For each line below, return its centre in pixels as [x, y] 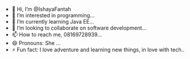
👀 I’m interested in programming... [53, 15]
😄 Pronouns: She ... [36, 43]
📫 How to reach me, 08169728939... [57, 35]
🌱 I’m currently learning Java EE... [53, 22]
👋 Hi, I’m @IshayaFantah [41, 9]
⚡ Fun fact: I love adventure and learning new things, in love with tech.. [98, 50]
